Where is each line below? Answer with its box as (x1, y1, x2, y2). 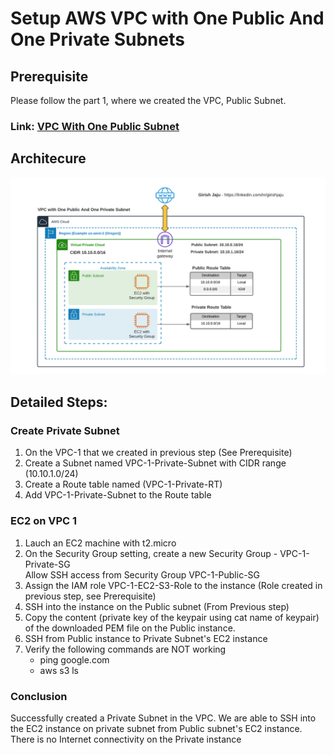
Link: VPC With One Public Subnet (10, 119, 180, 133)
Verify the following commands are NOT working (24, 643, 227, 655)
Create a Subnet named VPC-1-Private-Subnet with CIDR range (24, 457, 287, 469)
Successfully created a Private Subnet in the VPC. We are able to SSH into (10, 712, 317, 724)
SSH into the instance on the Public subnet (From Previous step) (24, 600, 290, 612)
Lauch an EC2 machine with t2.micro (24, 537, 177, 549)
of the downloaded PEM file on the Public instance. (24, 622, 236, 634)
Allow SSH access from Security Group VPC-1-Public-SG (24, 568, 261, 581)
